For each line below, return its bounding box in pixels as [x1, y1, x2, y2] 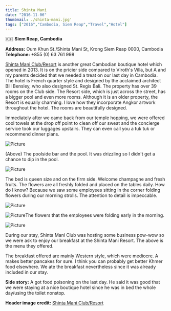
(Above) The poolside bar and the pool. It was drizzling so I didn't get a [5, 151, 155, 157]
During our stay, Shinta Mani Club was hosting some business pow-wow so [5, 232, 165, 238]
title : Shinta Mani [5, 7, 47, 13]
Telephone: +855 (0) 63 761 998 [5, 52, 75, 58]
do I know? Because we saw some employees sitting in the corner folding [5, 187, 160, 193]
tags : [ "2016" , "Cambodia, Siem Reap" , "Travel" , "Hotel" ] [5, 21, 127, 27]
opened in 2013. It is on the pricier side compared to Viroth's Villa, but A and [5, 67, 166, 73]
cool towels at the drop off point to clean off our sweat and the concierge [5, 120, 160, 126]
